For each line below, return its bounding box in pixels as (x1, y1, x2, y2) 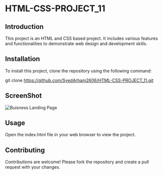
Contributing (5, 146, 45, 154)
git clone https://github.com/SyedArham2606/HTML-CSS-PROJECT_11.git (5, 77, 154, 83)
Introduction (5, 23, 44, 31)
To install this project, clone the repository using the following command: (5, 68, 152, 74)
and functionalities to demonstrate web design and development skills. (5, 41, 148, 47)
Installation (5, 55, 40, 63)
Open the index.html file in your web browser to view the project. (5, 132, 136, 138)
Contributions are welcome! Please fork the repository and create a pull (5, 159, 149, 165)
